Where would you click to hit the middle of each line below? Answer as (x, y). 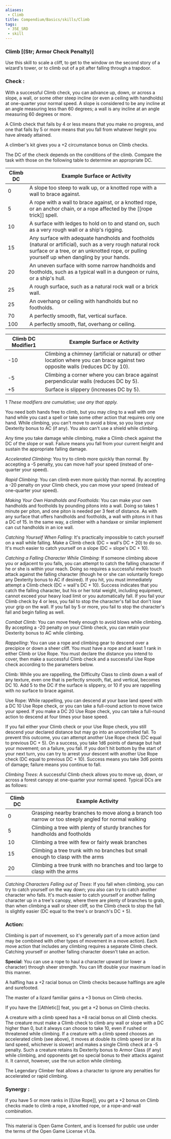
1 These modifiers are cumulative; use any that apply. (62, 402)
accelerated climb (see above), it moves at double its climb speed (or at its (83, 1039)
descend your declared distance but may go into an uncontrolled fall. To (81, 732)
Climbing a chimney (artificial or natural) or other (103, 353)
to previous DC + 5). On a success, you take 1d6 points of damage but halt (83, 743)
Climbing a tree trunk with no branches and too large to (97, 865)
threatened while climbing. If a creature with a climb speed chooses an (79, 1033)
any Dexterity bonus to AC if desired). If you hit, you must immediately (79, 579)
